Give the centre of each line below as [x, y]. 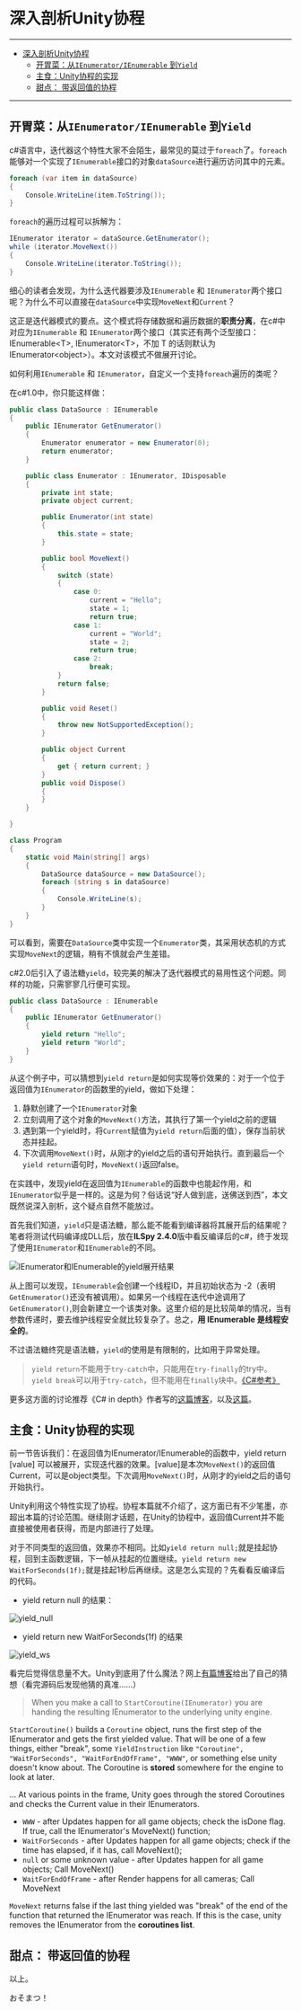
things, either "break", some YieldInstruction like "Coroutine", [127, 1749]
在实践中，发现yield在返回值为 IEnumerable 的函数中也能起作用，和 [131, 1183]
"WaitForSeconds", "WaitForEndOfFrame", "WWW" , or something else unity [143, 1759]
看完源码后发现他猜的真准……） [83, 1685]
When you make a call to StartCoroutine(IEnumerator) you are [146, 1703]
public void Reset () [80, 708]
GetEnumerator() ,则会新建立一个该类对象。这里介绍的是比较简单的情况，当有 [150, 1307]
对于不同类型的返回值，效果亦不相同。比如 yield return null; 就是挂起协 [143, 1547]
